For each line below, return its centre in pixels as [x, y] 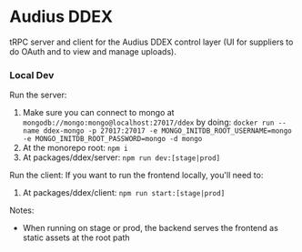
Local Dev [32, 75]
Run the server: [38, 95]
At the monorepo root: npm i [75, 148]
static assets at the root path [76, 237]
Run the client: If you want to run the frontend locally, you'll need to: [136, 176]
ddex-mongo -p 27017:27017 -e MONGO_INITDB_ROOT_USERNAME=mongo [168, 131]
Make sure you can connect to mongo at [98, 113]
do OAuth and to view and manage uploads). [93, 51]
